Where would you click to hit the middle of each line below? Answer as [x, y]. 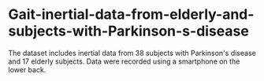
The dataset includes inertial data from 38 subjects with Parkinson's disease [132, 53]
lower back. [27, 69]
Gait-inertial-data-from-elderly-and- [131, 15]
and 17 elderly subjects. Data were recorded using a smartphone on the [124, 61]
